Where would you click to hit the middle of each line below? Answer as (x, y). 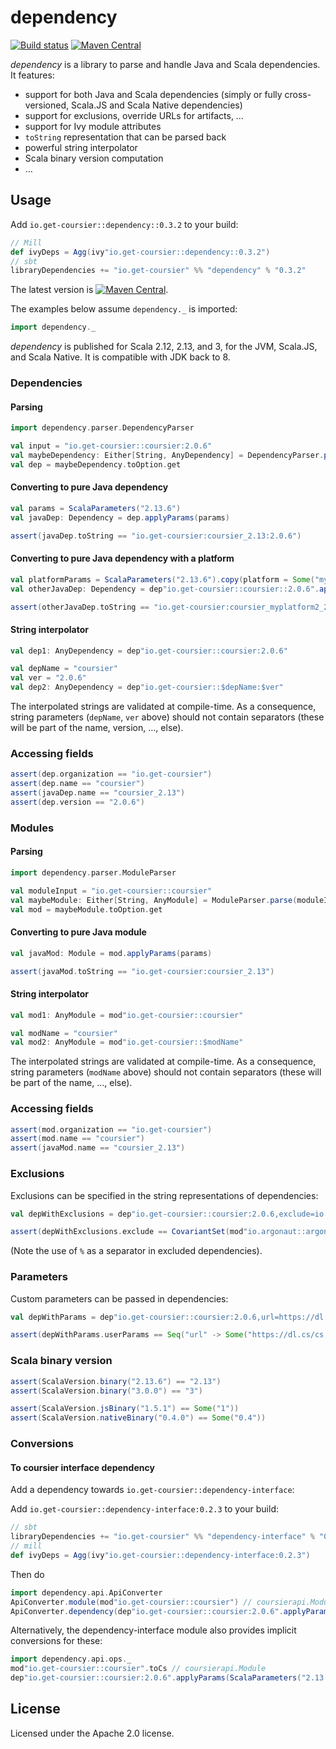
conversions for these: (56, 1641)
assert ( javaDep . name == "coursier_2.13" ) (98, 793)
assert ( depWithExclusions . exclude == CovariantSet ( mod (127, 1232)
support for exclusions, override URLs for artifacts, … (134, 115)
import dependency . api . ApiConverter (86, 1592)
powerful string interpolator (81, 147)
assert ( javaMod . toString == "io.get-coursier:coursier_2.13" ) (142, 971)
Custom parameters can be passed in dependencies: (119, 1298)
